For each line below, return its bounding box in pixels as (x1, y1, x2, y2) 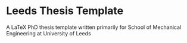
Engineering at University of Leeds (6, 29, 91, 37)
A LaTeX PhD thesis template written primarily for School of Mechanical (6, 24, 182, 31)
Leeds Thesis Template (6, 4, 124, 18)
